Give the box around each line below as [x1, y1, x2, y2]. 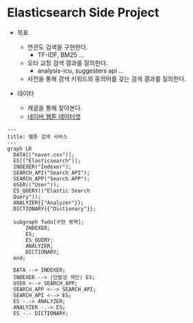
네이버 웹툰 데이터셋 [27, 112, 81, 121]
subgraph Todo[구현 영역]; [13, 218, 84, 226]
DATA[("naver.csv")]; [13, 151, 75, 158]
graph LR [7, 145, 32, 152]
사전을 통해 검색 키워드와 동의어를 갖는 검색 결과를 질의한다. [27, 74, 187, 83]
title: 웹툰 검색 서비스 [7, 133, 68, 140]
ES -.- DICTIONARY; [13, 310, 69, 317]
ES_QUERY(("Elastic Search [13, 187, 90, 194]
